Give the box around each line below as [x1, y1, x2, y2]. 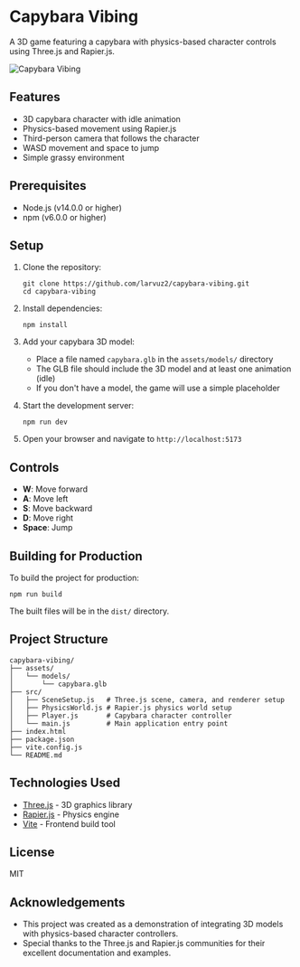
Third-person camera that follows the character [22, 133, 201, 144]
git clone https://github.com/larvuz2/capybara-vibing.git [22, 279, 250, 288]
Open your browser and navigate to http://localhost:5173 [22, 434, 242, 445]
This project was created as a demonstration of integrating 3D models [22, 919, 284, 930]
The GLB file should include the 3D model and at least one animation [35, 363, 292, 374]
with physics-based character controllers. [22, 928, 179, 939]
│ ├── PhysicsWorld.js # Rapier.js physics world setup [9, 703, 232, 712]
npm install [22, 321, 68, 330]
